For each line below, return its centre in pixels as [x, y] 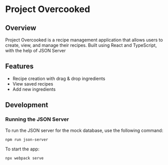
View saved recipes [33, 84]
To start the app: [22, 149]
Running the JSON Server [37, 119]
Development [27, 105]
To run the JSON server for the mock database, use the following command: [84, 130]
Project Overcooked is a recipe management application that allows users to [84, 40]
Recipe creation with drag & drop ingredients [59, 78]
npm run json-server [27, 139]
